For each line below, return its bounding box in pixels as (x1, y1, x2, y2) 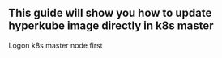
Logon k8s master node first (8, 40, 103, 50)
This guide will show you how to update (8, 6, 212, 20)
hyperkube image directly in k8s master (8, 19, 214, 33)
